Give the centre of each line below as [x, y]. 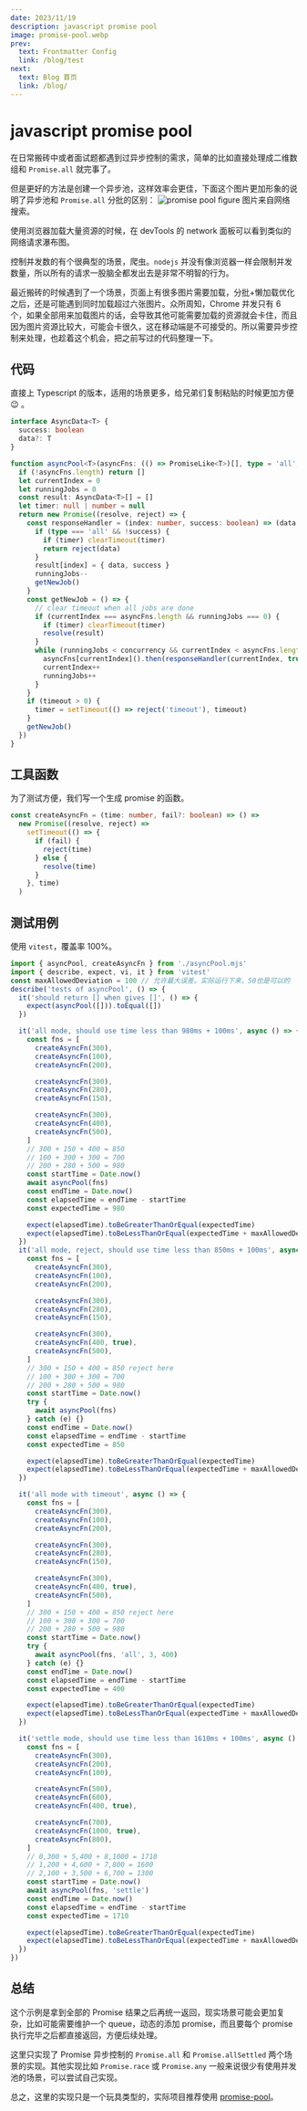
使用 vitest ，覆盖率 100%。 [63, 946]
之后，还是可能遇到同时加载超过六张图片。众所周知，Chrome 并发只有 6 [146, 303]
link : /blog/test [51, 60]
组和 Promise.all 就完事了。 [63, 169]
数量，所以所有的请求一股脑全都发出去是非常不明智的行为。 [122, 273]
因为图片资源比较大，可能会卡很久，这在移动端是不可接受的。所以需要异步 [150, 326]
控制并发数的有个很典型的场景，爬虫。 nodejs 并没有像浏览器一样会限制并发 [151, 261]
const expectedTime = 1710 [78, 1916]
